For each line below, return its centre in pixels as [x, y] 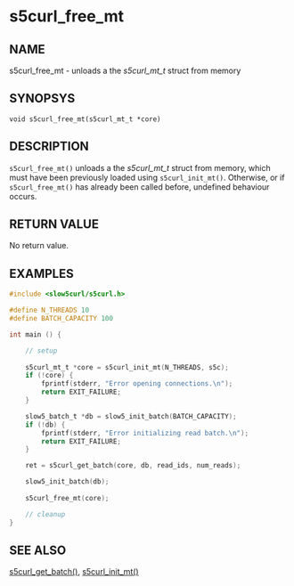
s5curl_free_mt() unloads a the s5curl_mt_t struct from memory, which [140, 167]
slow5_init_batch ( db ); [67, 482]
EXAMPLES [41, 273]
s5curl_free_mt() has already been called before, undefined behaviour [139, 187]
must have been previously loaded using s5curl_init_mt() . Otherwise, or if [147, 177]
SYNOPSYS [42, 98]
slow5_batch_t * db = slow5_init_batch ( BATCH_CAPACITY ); [131, 416]
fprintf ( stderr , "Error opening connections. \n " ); [137, 384]
